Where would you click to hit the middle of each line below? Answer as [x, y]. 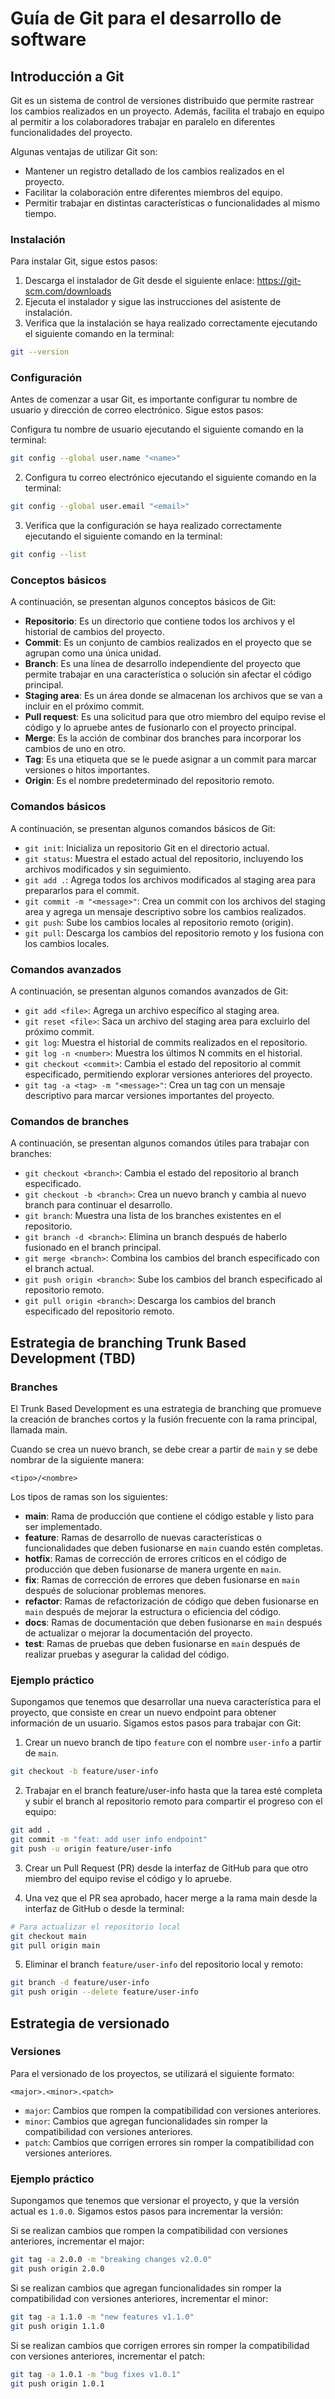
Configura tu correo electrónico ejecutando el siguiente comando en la [170, 478]
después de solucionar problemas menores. [115, 1590]
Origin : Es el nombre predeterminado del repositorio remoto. [149, 781]
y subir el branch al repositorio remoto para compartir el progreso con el [173, 1801]
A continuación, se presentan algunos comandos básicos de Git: [143, 828]
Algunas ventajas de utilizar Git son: [84, 151]
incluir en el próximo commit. [84, 706]
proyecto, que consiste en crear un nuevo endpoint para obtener [143, 1713]
